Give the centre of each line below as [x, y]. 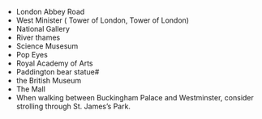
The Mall [31, 89]
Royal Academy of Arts [54, 63]
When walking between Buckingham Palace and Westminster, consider [135, 98]
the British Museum [49, 81]
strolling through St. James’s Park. [73, 106]
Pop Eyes [32, 55]
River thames [38, 37]
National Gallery [43, 29]
